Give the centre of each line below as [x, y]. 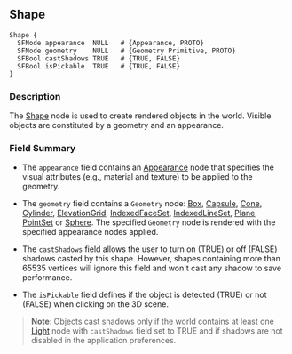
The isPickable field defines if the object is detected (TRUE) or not [145, 295]
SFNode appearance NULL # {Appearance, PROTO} [110, 43]
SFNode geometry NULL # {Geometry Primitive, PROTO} [127, 51]
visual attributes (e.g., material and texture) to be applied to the [137, 177]
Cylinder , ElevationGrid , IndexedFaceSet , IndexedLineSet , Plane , [139, 213]
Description [35, 96]
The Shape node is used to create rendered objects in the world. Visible [140, 116]
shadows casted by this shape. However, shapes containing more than [151, 259]
